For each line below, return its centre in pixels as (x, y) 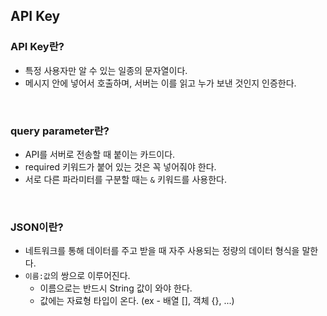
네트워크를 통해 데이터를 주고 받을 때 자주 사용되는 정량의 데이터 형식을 (162, 251)
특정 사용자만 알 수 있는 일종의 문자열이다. (106, 70)
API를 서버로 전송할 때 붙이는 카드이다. (100, 154)
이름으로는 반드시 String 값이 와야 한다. (116, 288)
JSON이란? (37, 227)
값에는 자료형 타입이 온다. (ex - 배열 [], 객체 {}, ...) (137, 301)
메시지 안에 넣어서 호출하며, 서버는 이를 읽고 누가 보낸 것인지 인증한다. (160, 83)
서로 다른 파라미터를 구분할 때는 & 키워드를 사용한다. (125, 179)
